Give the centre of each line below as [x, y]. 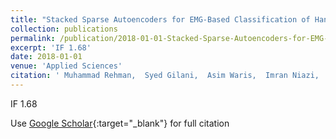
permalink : [33, 38]
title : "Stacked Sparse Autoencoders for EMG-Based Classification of [160, 19]
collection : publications [64, 29]
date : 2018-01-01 [46, 57]
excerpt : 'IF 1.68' [51, 47]
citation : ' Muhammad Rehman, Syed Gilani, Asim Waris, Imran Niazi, [165, 76]
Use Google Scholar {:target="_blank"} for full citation [120, 123]
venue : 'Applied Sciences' [66, 66]
